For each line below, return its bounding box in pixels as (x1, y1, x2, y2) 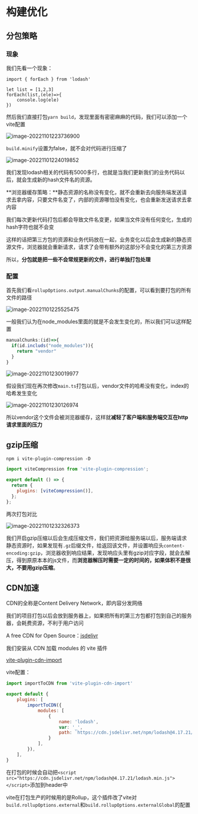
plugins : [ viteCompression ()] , (16, 488, 94, 494)
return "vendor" (16, 348, 57, 354)
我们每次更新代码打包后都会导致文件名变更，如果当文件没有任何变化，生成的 (6, 216, 192, 223)
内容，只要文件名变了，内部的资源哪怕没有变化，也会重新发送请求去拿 (21, 196, 192, 203)
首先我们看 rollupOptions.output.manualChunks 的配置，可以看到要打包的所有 (6, 287, 192, 294)
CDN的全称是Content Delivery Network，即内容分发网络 (6, 599, 143, 607)
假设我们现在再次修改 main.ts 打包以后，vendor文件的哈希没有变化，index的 (6, 382, 190, 389)
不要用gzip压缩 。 (16, 564, 59, 571)
